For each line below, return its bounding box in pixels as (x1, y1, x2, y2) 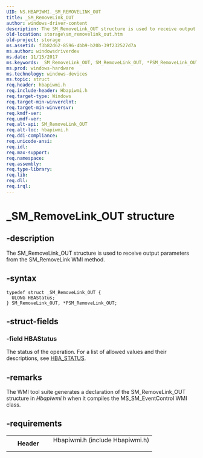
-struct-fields (6, 316, 59, 327)
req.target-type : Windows (6, 93, 71, 99)
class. (6, 401, 21, 408)
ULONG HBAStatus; (11, 295, 56, 301)
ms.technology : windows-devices (6, 71, 88, 77)
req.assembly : (6, 161, 42, 167)
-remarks (6, 372, 42, 382)
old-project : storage (6, 37, 61, 43)
